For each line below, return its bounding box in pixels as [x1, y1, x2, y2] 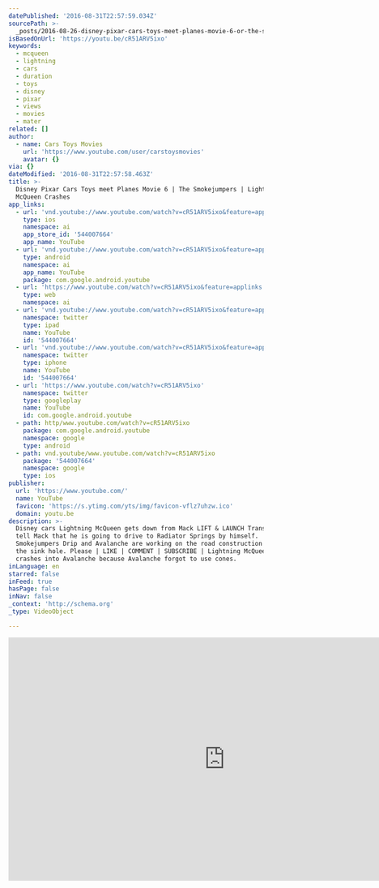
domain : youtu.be [15, 509, 75, 517]
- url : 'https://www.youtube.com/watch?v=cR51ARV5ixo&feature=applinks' [15, 283, 266, 292]
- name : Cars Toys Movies [15, 139, 104, 148]
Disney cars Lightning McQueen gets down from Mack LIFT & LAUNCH [15, 525, 245, 533]
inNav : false [8, 593, 53, 601]
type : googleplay [23, 397, 82, 405]
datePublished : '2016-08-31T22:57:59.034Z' [8, 11, 158, 20]
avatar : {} [23, 155, 60, 163]
